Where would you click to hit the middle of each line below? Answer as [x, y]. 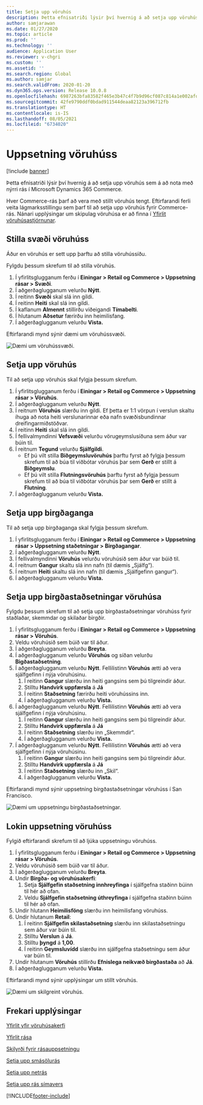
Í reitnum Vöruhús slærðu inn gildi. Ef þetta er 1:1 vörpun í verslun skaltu [105, 410]
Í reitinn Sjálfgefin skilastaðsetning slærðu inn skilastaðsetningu [105, 923]
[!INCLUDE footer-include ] [38, 1095]
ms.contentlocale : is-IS [37, 113]
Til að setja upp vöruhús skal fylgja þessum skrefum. [72, 379]
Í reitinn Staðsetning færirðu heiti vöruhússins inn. [87, 694]
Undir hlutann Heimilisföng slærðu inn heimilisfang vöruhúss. [91, 911]
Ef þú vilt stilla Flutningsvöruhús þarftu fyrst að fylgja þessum [101, 474]
